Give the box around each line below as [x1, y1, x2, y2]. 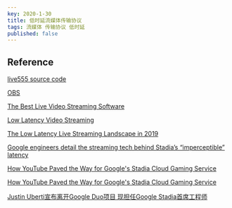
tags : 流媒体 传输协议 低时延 [7, 23, 86, 30]
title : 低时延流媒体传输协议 [7, 17, 82, 24]
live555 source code [7, 75, 67, 83]
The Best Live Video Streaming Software [7, 102, 125, 111]
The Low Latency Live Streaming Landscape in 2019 [7, 130, 159, 138]
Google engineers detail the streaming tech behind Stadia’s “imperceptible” [7, 143, 225, 152]
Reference [7, 56, 54, 68]
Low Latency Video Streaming [7, 116, 95, 124]
